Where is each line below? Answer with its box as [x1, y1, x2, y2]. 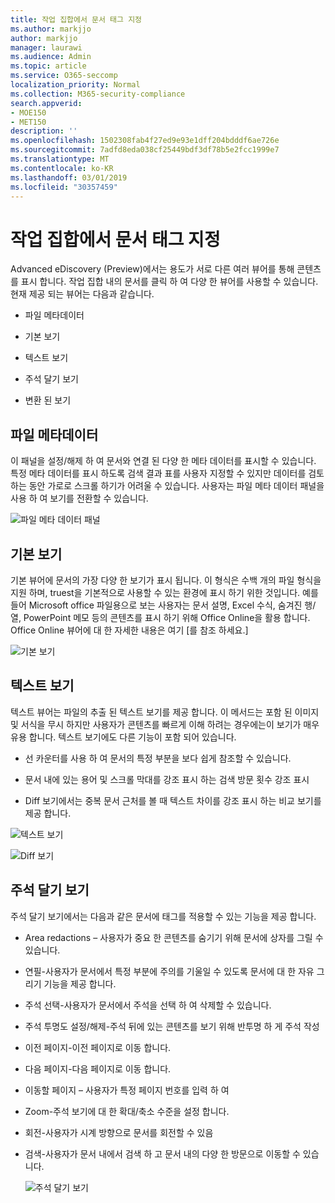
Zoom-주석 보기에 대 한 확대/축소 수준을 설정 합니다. [24, 1105, 230, 1117]
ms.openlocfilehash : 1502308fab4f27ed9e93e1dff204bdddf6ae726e [10, 136, 280, 146]
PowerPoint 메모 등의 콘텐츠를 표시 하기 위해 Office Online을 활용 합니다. [23, 611, 311, 623]
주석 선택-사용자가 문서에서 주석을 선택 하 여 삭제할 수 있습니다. [24, 999, 272, 1011]
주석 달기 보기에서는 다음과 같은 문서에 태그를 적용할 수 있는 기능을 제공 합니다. [10, 910, 317, 922]
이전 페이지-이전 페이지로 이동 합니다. [24, 1041, 172, 1053]
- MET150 [10, 117, 47, 127]
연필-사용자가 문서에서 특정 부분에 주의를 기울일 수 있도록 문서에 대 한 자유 [24, 965, 315, 977]
